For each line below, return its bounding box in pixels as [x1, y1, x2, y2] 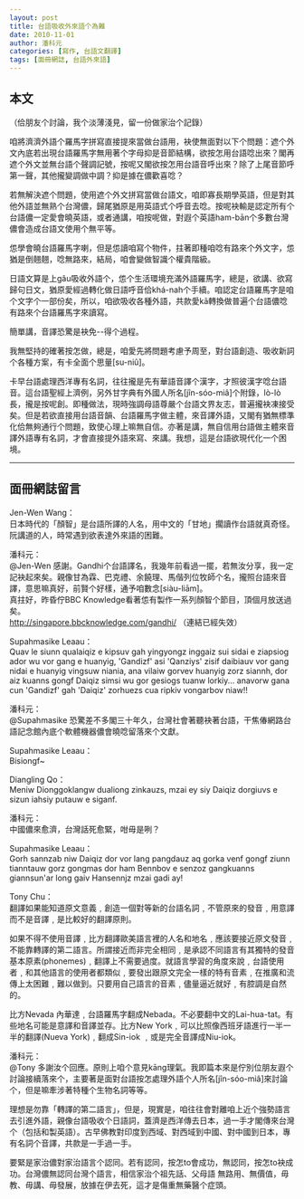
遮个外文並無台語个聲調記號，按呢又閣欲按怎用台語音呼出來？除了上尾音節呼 [9, 158, 295, 169]
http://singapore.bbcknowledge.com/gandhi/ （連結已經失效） [9, 616, 242, 627]
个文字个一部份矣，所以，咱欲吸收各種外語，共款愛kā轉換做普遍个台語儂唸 [9, 295, 288, 306]
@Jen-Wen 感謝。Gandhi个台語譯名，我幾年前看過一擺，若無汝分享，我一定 [9, 560, 294, 571]
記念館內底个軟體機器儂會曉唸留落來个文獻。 [16, 726, 184, 737]
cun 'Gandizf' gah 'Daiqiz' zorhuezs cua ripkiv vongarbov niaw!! [9, 684, 249, 695]
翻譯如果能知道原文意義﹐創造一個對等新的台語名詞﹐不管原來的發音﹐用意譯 [9, 902, 295, 913]
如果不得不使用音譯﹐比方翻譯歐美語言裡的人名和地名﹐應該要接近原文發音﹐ [9, 933, 295, 944]
